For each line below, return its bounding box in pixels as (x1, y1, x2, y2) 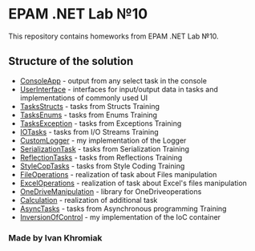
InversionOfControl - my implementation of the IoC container (19, 212, 221, 221)
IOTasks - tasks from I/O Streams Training (19, 127, 159, 136)
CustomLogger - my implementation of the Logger (19, 136, 187, 145)
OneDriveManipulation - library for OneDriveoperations (19, 186, 202, 196)
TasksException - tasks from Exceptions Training (19, 118, 182, 128)
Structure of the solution (8, 55, 134, 68)
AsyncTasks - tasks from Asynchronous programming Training (19, 204, 227, 213)
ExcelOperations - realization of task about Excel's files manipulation (19, 178, 247, 188)
